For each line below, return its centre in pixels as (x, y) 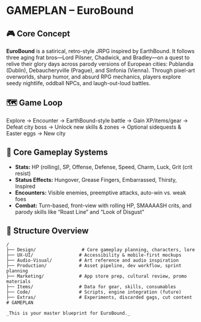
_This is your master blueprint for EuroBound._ (68, 314)
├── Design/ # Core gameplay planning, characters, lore (101, 250)
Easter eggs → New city (36, 133)
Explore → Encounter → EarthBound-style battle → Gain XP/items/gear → (97, 120)
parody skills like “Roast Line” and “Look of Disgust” (79, 211)
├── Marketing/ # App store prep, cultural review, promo (97, 276)
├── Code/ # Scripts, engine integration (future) (94, 292)
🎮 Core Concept (38, 34)
